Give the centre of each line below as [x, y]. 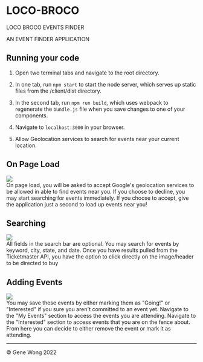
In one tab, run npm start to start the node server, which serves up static [105, 84]
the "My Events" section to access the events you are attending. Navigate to [101, 316]
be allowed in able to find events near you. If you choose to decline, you [96, 191]
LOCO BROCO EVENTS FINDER [45, 27]
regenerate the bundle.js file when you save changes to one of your [100, 109]
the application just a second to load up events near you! [77, 204]
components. [31, 115]
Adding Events [34, 282]
